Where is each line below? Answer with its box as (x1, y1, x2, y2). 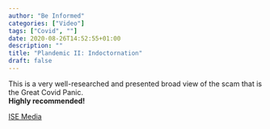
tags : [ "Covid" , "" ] (8, 27, 78, 35)
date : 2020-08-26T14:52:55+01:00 (8, 34, 121, 43)
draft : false (8, 57, 53, 65)
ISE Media (8, 111, 42, 121)
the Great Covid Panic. (8, 87, 83, 97)
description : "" (8, 42, 63, 50)
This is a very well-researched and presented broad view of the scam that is (8, 78, 263, 89)
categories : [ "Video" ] (8, 19, 85, 27)
